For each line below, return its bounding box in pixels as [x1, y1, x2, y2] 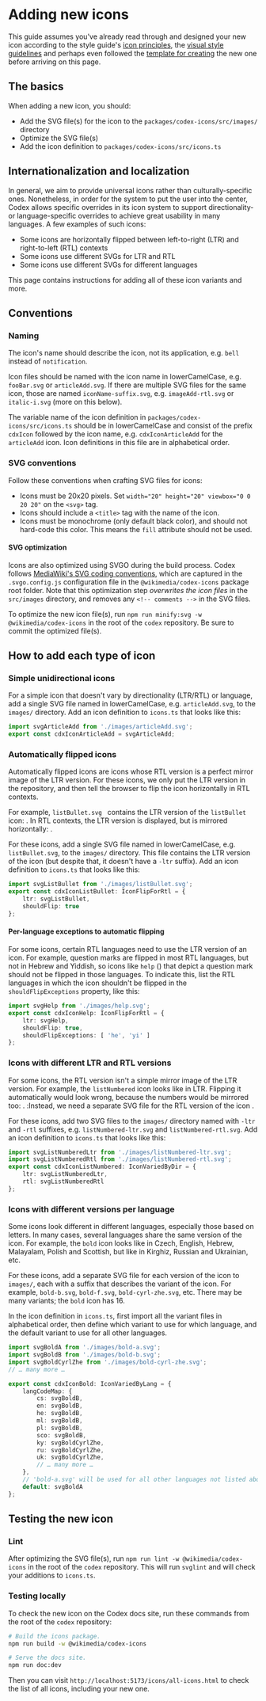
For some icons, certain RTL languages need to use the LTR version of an [8, 945, 248, 954]
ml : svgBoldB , [36, 1417, 83, 1425]
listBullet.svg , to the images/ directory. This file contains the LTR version [8, 848, 251, 858]
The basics [8, 80, 64, 93]
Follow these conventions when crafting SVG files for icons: [8, 475, 203, 485]
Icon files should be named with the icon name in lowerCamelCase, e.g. [8, 372, 241, 382]
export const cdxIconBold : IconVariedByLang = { [8, 1379, 172, 1387]
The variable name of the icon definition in [8, 413, 146, 422]
